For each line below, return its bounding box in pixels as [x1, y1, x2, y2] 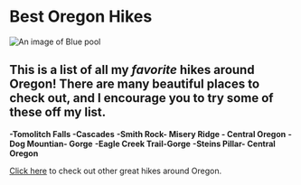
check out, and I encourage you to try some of [9, 90, 274, 106]
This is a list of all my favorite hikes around [9, 62, 255, 78]
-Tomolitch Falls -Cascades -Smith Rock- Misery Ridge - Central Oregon [9, 128, 287, 139]
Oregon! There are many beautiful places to [9, 77, 260, 92]
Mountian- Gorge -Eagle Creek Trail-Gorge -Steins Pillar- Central [26, 138, 276, 149]
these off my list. [9, 105, 107, 120]
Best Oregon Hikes [9, 6, 153, 27]
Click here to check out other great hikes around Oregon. [9, 165, 222, 176]
